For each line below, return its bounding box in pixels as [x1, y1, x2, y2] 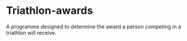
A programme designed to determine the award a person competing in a [6, 23, 181, 30]
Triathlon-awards [6, 4, 93, 17]
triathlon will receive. [6, 29, 57, 36]
